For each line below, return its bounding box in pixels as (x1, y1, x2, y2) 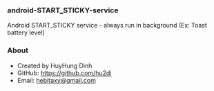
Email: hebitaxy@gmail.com (17, 76, 97, 84)
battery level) (7, 28, 45, 37)
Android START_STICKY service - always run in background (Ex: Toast (7, 21, 207, 30)
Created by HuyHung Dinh (17, 61, 93, 70)
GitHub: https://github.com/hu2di (17, 68, 112, 77)
